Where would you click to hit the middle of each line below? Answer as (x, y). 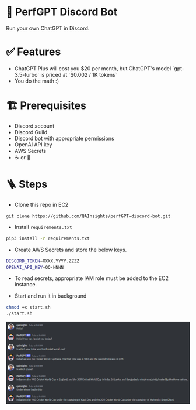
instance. (25, 285)
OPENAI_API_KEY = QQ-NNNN (35, 267)
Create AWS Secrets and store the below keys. (71, 250)
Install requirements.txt (43, 227)
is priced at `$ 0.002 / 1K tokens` (79, 74)
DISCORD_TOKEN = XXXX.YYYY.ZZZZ (43, 261)
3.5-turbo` (27, 74)
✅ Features (34, 52)
